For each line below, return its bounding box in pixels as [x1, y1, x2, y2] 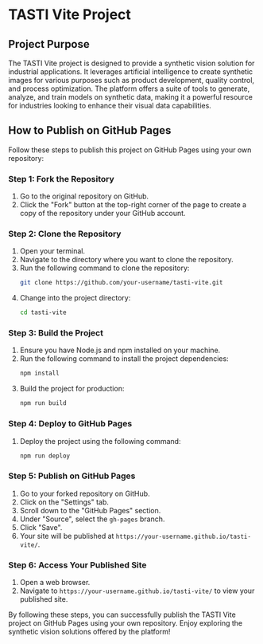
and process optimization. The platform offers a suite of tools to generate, [8, 84, 250, 93]
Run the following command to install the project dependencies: [19, 354, 229, 363]
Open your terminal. [19, 246, 86, 256]
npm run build [19, 399, 67, 407]
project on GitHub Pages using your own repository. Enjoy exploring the [8, 618, 243, 627]
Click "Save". [19, 522, 63, 532]
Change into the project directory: [19, 293, 131, 303]
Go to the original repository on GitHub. [19, 191, 149, 201]
